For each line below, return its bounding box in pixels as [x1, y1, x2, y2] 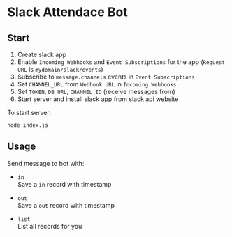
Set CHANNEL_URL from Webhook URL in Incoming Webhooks [17, 80, 177, 88]
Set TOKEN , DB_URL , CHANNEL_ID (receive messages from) [17, 88, 176, 95]
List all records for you [17, 222, 82, 230]
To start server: [7, 109, 52, 116]
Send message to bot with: [7, 159, 85, 167]
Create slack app [17, 50, 67, 59]
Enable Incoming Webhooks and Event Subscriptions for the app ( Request [17, 58, 226, 66]
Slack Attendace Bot [7, 4, 128, 20]
